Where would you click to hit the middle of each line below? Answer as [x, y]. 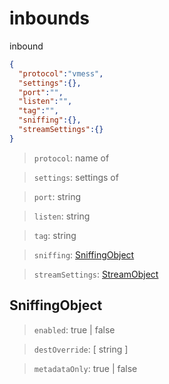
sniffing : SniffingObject [84, 254]
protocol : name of [71, 158]
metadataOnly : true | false [85, 368]
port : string [57, 196]
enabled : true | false [74, 329]
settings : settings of [76, 177]
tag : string [55, 235]
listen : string [62, 216]
